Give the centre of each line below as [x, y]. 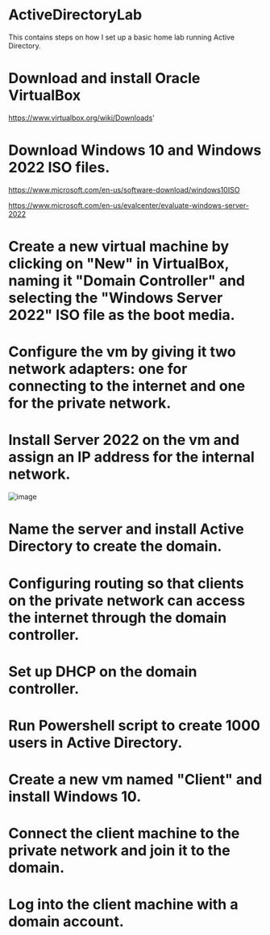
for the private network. [90, 403]
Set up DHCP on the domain [103, 671]
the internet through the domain [118, 617]
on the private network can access [127, 600]
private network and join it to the [120, 851]
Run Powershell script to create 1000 [134, 725]
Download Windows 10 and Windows [135, 150]
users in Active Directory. [96, 742]
